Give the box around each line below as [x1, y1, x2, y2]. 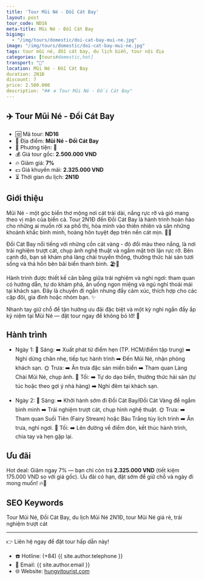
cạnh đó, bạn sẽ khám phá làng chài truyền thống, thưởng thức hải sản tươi [6, 253, 194, 260]
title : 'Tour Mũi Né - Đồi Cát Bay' [6, 8, 99, 15]
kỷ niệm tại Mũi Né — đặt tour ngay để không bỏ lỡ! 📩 [6, 312, 140, 319]
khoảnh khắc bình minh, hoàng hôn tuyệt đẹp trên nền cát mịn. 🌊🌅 [6, 228, 172, 236]
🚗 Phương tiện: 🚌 [15, 143, 58, 151]
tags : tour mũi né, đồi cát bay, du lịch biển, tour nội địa [6, 49, 165, 55]
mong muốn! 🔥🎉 [6, 480, 47, 487]
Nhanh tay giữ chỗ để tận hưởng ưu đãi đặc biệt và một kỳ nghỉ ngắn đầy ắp [6, 305, 196, 313]
